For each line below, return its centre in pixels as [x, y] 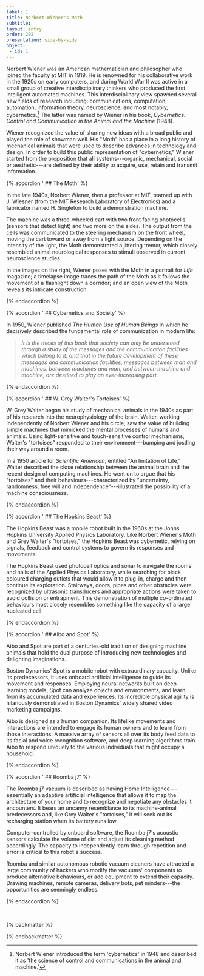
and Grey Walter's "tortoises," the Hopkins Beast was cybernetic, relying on [101, 541]
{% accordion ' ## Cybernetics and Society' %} [66, 313]
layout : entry [24, 29]
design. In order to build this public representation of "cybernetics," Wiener [100, 152]
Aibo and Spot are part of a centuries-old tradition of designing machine [97, 646]
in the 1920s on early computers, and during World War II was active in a [97, 81]
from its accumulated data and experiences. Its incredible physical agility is [100, 697]
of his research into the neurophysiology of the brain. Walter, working [93, 417]
